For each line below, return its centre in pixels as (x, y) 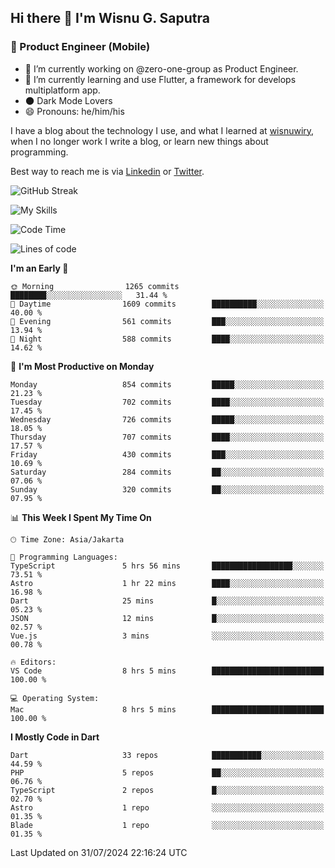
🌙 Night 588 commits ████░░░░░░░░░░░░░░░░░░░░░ (167, 339)
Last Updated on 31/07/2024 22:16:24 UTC (99, 852)
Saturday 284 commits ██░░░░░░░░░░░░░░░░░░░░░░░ (167, 472)
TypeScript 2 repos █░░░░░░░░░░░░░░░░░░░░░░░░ (167, 790)
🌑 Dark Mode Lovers (68, 100)
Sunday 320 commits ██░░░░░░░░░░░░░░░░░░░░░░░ (167, 489)
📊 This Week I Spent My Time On (81, 517)
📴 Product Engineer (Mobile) (80, 47)
